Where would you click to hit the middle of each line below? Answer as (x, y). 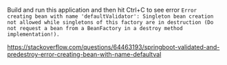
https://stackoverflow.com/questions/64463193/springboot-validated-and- (113, 47)
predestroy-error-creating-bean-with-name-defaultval (84, 54)
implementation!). (33, 34)
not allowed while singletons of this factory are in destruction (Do (110, 23)
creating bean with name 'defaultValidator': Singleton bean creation (110, 16)
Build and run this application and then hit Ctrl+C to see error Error (102, 10)
